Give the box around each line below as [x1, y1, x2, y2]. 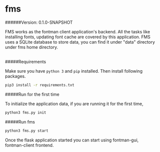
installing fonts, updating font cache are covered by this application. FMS [5, 34, 151, 40]
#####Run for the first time [5, 91, 59, 97]
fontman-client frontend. [5, 142, 54, 148]
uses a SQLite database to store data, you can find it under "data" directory [5, 39, 155, 45]
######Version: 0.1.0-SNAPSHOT [5, 19, 73, 25]
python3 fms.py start [5, 128, 49, 133]
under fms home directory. [5, 44, 58, 50]
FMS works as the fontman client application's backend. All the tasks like [5, 29, 150, 34]
